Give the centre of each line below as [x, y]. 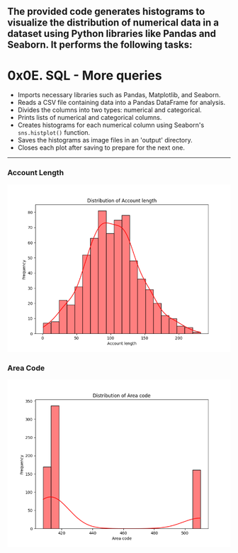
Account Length [36, 173]
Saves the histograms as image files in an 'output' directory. [105, 140]
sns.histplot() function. [54, 133]
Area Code [26, 368]
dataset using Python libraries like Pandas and [112, 34]
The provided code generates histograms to [106, 12]
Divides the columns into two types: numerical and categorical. [109, 110]
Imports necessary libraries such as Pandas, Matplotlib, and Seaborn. [119, 95]
